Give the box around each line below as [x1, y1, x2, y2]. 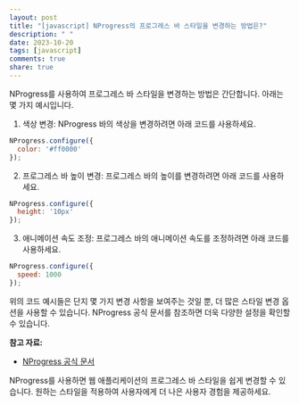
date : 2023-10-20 [9, 37, 74, 47]
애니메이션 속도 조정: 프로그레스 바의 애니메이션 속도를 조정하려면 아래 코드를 [21, 233, 290, 244]
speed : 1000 [17, 270, 62, 279]
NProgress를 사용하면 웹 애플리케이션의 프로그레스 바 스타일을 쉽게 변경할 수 [9, 375, 277, 385]
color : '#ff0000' [17, 145, 82, 153]
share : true [9, 63, 54, 72]
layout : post [9, 12, 58, 22]
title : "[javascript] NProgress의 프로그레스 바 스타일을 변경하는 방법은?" [9, 21, 268, 30]
